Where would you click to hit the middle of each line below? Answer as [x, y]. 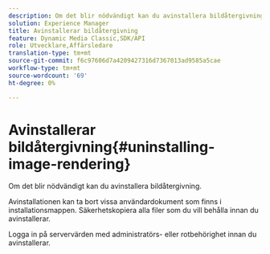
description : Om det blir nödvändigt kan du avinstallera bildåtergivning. [138, 16]
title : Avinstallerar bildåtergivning [73, 31]
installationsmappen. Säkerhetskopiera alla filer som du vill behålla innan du [133, 211]
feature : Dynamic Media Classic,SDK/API [77, 38]
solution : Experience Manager [59, 23]
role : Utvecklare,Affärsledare [61, 46]
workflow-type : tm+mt [45, 68]
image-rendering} [70, 164]
